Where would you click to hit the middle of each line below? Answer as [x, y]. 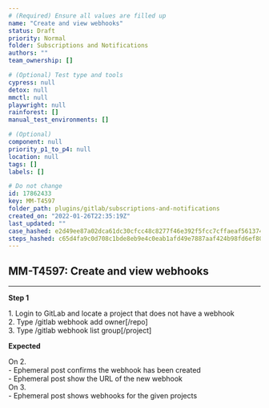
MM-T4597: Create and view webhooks [109, 271]
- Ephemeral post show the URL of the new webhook [95, 379]
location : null [34, 157]
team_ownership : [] [41, 61]
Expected [25, 346]
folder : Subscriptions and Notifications [78, 46]
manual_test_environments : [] [59, 120]
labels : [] [26, 172]
